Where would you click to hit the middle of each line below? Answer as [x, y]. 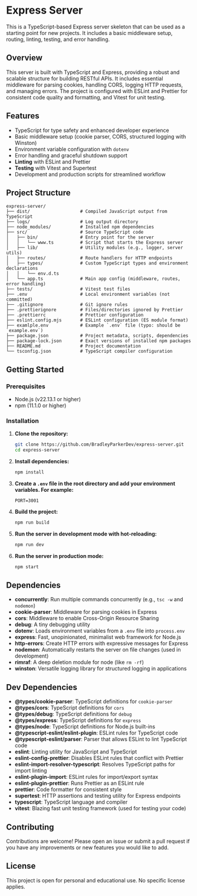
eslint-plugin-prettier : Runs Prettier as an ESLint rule [79, 783]
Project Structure [38, 193]
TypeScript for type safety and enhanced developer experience [92, 130]
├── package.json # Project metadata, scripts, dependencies [97, 336]
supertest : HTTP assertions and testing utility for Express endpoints [98, 796]
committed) [19, 299]
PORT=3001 [27, 501]
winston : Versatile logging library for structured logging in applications [101, 669]
